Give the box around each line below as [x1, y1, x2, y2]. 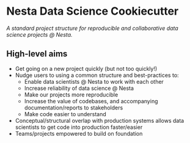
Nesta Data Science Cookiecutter [6, 4, 179, 18]
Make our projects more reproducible [24, 90, 119, 98]
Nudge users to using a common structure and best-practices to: [15, 71, 179, 79]
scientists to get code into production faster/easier [15, 123, 143, 131]
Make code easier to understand [24, 110, 107, 117]
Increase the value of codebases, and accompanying [24, 97, 158, 105]
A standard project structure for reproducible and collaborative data [6, 24, 178, 32]
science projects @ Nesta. [6, 31, 73, 38]
